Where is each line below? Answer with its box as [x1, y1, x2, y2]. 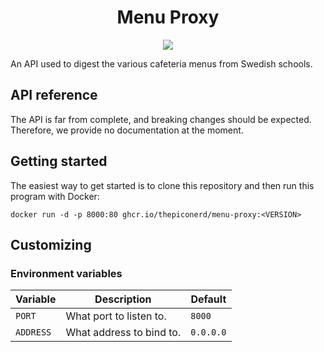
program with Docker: [10, 190, 100, 202]
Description [94, 292, 152, 306]
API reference [10, 87, 98, 104]
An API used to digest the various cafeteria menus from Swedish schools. [10, 57, 313, 70]
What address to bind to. [65, 326, 182, 340]
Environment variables [10, 266, 123, 280]
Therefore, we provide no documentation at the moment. [10, 124, 244, 136]
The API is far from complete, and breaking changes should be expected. [10, 113, 312, 125]
